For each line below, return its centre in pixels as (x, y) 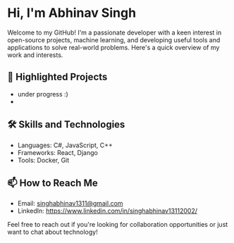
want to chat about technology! (53, 232)
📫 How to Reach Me (53, 183)
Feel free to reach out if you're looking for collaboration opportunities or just (118, 225)
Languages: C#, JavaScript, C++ (65, 145)
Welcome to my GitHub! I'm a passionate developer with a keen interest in (115, 32)
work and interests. (35, 55)
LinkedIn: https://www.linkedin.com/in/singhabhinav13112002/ (107, 211)
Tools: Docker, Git (43, 160)
